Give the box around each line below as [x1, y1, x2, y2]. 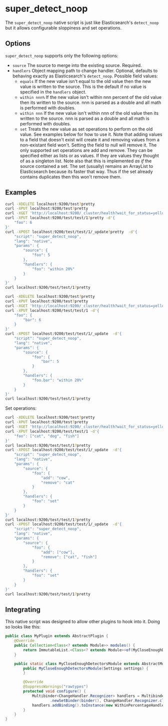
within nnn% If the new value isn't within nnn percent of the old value [19, 94, 161, 100]
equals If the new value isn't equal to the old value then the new [19, 78, 151, 84]
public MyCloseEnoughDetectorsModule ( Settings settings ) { [23, 666, 149, 671]
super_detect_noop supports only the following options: [5, 52, 118, 58]
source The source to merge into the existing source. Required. [12, 62, 142, 68]
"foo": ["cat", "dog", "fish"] [14, 433, 79, 439]
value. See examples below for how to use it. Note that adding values [19, 131, 162, 137]
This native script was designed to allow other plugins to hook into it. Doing [5, 619, 160, 625]
